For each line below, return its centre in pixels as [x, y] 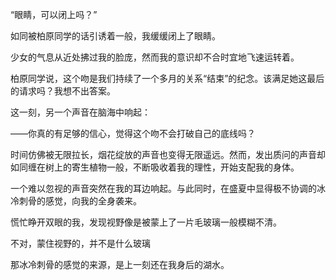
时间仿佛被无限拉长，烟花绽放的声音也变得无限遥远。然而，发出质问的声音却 [168, 154]
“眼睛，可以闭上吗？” [54, 14]
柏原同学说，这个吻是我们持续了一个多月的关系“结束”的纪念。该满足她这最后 [167, 78]
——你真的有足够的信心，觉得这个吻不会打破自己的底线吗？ [133, 133]
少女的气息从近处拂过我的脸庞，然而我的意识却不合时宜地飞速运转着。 [155, 57]
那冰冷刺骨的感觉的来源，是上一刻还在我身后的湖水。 [120, 264]
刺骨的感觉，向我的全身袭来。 [80, 201]
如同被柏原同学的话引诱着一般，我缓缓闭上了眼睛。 [115, 36]
